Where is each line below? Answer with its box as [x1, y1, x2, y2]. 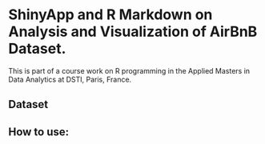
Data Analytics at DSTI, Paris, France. [8, 74, 132, 84]
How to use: [8, 125, 70, 138]
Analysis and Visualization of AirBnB [8, 22, 258, 41]
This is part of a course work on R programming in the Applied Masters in [8, 66, 251, 75]
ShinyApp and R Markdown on [8, 6, 213, 24]
